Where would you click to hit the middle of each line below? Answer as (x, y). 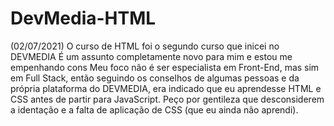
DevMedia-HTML (83, 18)
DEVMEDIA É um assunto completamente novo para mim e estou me (151, 56)
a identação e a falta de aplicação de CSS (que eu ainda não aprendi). (154, 109)
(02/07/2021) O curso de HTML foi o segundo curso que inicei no (145, 46)
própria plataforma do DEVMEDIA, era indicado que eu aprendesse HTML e (166, 88)
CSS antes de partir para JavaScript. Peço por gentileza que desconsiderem (167, 99)
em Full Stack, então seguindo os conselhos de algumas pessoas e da (155, 78)
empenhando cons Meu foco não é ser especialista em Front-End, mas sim (165, 67)
